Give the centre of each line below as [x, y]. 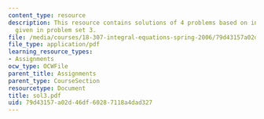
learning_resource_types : [50, 52]
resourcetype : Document [47, 88]
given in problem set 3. [56, 30]
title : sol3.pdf [35, 96]
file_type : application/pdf [54, 45]
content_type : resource [47, 15]
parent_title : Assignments [52, 74]
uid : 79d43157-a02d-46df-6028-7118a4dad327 [81, 103]
